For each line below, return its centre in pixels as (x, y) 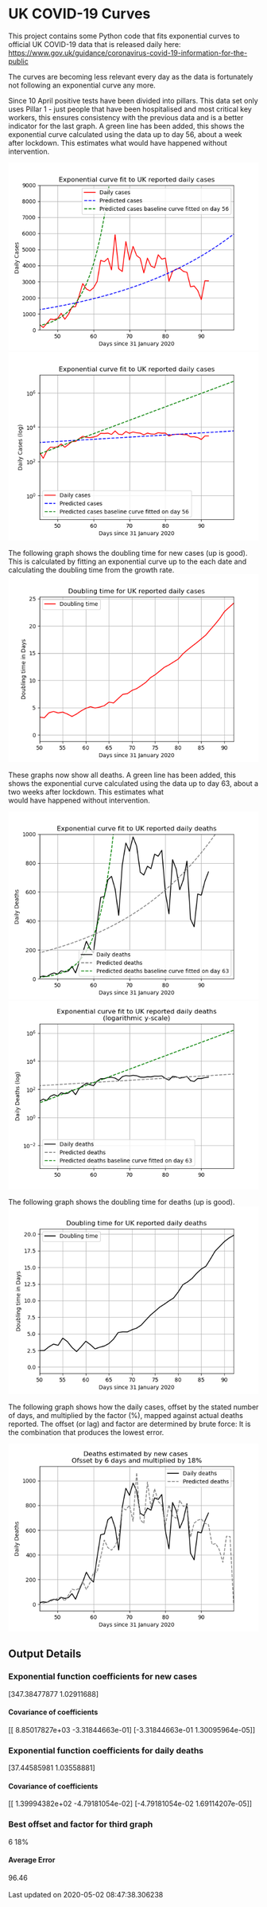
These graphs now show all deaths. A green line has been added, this (122, 775)
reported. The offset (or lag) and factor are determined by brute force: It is (130, 1424)
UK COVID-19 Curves (79, 14)
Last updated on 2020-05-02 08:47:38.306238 (86, 1894)
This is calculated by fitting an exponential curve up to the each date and (128, 561)
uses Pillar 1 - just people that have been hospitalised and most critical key (130, 109)
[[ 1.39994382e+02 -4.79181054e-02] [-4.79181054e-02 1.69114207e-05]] (130, 1803)
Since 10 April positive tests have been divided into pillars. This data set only (133, 100)
